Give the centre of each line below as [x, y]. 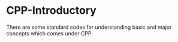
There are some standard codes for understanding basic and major [89, 27]
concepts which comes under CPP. [49, 33]
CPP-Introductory [52, 10]
